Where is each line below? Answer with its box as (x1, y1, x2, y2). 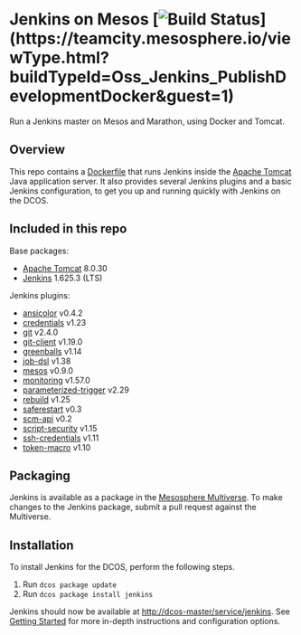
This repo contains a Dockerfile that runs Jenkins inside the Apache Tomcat (9, 166, 292, 176)
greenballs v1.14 (22, 346, 82, 356)
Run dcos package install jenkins (22, 589, 154, 600)
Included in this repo (9, 222, 127, 237)
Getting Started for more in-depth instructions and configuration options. (9, 616, 281, 627)
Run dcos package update (22, 579, 118, 590)
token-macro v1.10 (22, 441, 91, 452)
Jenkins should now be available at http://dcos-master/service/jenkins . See (9, 606, 291, 617)
